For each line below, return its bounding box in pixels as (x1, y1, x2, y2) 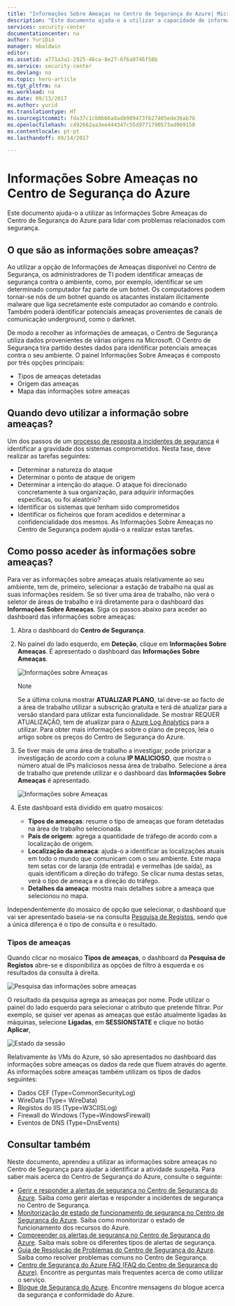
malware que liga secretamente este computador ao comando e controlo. (7, 300, 219, 308)
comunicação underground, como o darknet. (7, 315, 136, 323)
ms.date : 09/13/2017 (7, 95, 68, 103)
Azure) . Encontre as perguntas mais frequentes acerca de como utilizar (17, 1268, 224, 1277)
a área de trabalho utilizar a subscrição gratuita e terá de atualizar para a (17, 703, 227, 711)
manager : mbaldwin (7, 43, 61, 50)
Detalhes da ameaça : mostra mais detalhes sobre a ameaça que (27, 884, 215, 892)
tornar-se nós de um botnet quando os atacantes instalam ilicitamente (7, 293, 210, 301)
